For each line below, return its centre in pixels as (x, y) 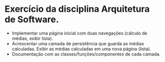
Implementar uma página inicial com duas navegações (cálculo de (80, 33)
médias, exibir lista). (32, 38)
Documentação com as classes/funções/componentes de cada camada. (86, 54)
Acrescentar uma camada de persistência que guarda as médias (78, 43)
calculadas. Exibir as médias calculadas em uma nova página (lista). (81, 49)
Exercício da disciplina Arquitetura (77, 9)
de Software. (32, 19)
